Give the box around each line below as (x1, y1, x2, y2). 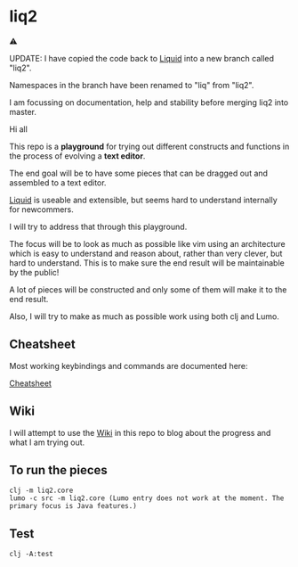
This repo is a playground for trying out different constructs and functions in (9, 141, 290, 152)
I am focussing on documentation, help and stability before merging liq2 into (9, 96, 289, 108)
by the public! (9, 267, 60, 277)
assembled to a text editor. (9, 177, 107, 188)
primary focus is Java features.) (9, 502, 138, 511)
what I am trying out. (9, 437, 85, 448)
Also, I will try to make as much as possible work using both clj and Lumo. (9, 310, 280, 322)
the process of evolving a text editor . (9, 150, 146, 161)
